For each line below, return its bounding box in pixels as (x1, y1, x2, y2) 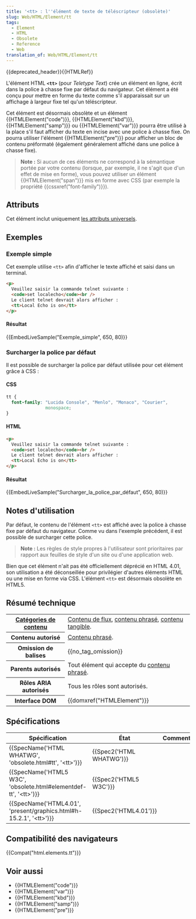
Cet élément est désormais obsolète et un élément (6, 109, 127, 116)
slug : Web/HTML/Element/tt (6, 14, 72, 20)
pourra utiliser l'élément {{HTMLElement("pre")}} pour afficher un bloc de (6, 134, 183, 141)
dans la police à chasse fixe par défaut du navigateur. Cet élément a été (6, 85, 179, 92)
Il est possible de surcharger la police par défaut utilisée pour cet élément (6, 361, 183, 369)
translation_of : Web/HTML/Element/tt (6, 52, 98, 58)
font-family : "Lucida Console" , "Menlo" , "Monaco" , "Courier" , (11, 399, 169, 405)
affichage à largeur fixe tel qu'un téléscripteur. (6, 98, 117, 105)
